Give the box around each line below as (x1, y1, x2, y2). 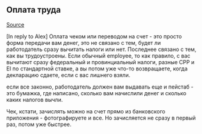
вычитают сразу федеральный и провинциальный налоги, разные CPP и (6, 58, 195, 65)
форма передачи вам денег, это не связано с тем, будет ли (6, 39, 161, 46)
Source (6, 21, 24, 28)
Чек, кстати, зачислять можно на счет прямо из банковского (6, 107, 165, 115)
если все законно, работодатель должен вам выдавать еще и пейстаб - (6, 83, 193, 90)
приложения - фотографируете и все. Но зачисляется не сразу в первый (6, 114, 196, 121)
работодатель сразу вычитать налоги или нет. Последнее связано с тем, (6, 45, 197, 53)
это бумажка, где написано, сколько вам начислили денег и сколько (6, 89, 187, 96)
